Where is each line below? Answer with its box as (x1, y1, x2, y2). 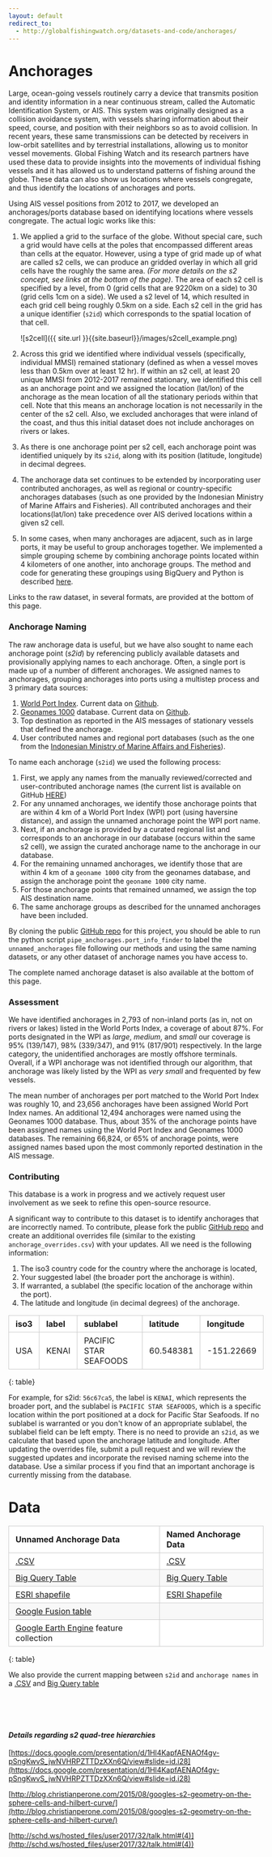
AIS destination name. (19, 893, 94, 903)
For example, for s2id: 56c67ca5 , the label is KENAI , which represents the (8, 1393, 247, 1403)
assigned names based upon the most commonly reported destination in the (8, 1142, 263, 1152)
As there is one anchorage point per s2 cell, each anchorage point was (19, 442, 257, 452)
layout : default (8, 11, 63, 20)
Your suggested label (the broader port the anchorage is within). (19, 1273, 235, 1282)
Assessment (8, 996, 59, 1008)
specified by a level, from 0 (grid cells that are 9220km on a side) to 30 (19, 283, 257, 293)
